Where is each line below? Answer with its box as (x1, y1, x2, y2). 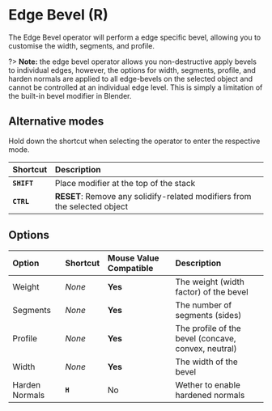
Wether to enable (175, 379, 241, 390)
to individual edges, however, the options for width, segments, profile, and (8, 65, 257, 74)
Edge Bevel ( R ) (8, 6, 109, 24)
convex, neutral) (175, 342, 237, 354)
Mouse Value (108, 252, 159, 264)
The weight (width (175, 276, 244, 287)
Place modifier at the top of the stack (55, 177, 196, 189)
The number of (175, 299, 232, 311)
